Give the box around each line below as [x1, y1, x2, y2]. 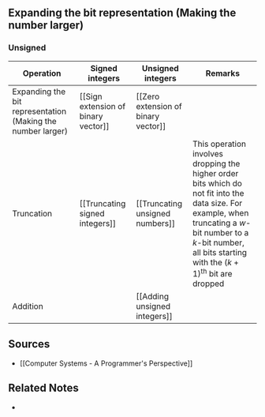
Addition [12, 301, 43, 312]
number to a [203, 227, 249, 238]
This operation [192, 138, 247, 149]
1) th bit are [192, 266, 233, 280]
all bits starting [192, 246, 247, 257]
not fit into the [192, 187, 244, 198]
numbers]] [136, 218, 176, 229]
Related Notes [8, 381, 79, 395]
